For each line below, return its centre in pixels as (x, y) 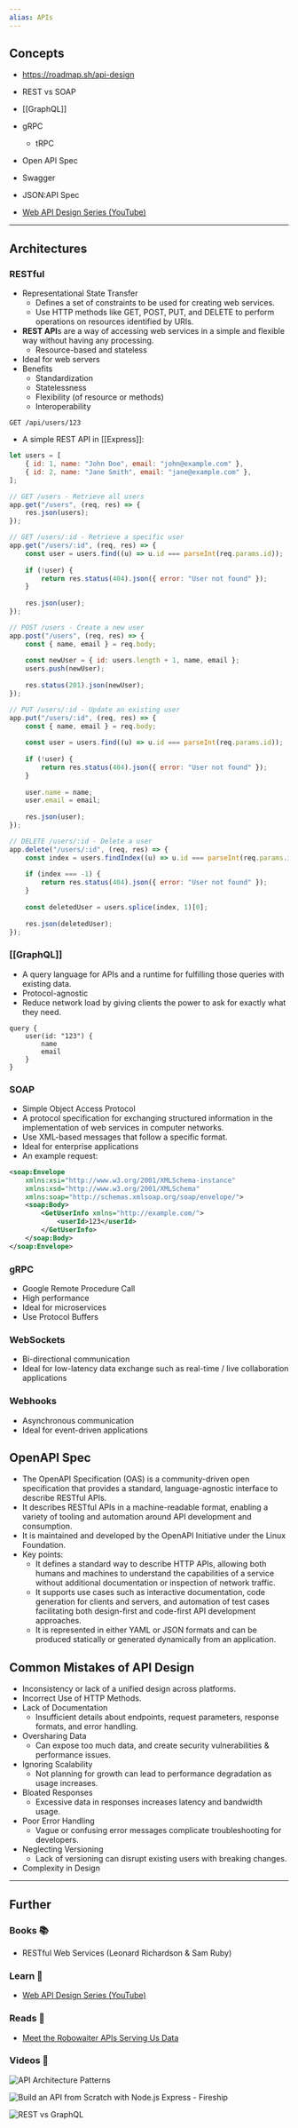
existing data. (47, 983)
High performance (55, 1298)
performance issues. (73, 1755)
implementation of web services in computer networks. (123, 1127)
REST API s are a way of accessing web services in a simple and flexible (153, 331)
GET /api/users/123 (45, 423)
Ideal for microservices (64, 1307)
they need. (42, 1012)
